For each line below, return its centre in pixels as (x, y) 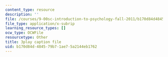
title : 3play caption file (33, 42)
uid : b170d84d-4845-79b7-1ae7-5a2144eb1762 (51, 47)
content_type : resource (30, 10)
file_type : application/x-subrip (40, 24)
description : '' (22, 14)
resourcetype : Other (27, 38)
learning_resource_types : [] (35, 28)
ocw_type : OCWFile (24, 33)
